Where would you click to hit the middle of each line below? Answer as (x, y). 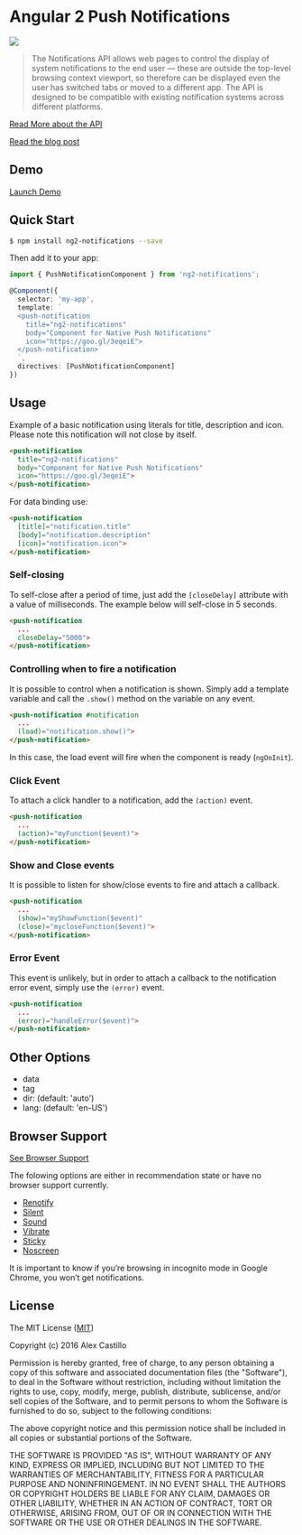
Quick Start (42, 220)
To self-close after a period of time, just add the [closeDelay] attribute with (149, 594)
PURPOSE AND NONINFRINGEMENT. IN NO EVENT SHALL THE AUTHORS (148, 1484)
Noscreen (41, 1250)
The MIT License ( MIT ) (52, 1327)
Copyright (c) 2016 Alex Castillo (68, 1345)
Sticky (34, 1241)
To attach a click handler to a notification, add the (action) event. (131, 800)
